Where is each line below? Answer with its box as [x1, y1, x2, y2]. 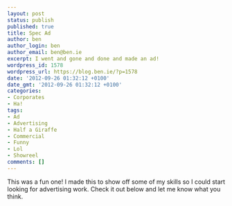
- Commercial [7, 132, 45, 139]
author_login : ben [7, 42, 60, 49]
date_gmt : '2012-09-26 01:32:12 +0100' [7, 81, 123, 88]
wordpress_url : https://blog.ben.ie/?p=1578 [7, 68, 138, 75]
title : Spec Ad [7, 29, 51, 37]
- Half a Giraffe [7, 126, 57, 133]
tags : [7, 107, 23, 114]
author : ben [7, 36, 42, 43]
